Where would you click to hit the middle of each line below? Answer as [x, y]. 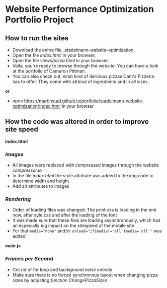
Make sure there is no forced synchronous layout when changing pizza [85, 275]
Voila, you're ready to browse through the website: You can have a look [85, 66]
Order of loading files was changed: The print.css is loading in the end [84, 210]
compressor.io [27, 170]
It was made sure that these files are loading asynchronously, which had [86, 220]
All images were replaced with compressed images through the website [85, 165]
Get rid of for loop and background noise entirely [62, 270]
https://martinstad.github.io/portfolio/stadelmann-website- [84, 101]
